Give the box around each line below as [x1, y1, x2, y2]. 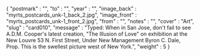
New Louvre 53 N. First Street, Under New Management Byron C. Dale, [6, 37, 181, 43]
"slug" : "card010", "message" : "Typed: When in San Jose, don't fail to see [6, 24, 191, 31]
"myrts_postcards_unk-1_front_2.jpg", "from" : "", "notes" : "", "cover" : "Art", [6, 18, 194, 24]
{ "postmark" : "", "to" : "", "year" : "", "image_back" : [6, 5, 137, 12]
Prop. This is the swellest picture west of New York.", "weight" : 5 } [6, 43, 170, 50]
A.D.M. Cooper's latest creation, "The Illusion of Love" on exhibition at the [6, 30, 188, 38]
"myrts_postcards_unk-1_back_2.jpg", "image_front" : [6, 11, 137, 18]
